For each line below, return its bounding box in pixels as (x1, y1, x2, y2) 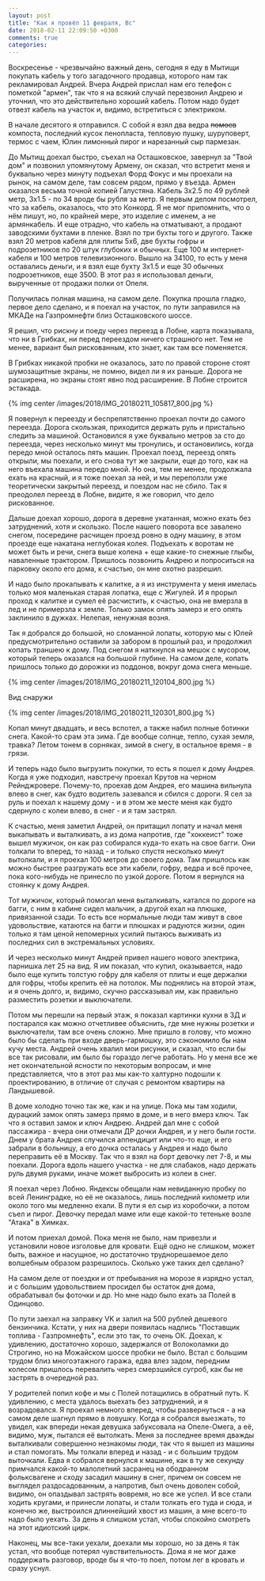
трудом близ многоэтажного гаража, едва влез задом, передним (8, 1356, 230, 1366)
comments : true (8, 33, 59, 42)
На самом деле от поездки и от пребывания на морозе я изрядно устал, (8, 1274, 255, 1283)
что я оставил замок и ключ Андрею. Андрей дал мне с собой (8, 1118, 219, 1128)
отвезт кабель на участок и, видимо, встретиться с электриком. (8, 105, 227, 115)
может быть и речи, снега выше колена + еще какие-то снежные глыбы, (8, 547, 255, 557)
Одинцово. (8, 1299, 45, 1309)
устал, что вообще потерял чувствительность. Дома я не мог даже (8, 1547, 237, 1556)
